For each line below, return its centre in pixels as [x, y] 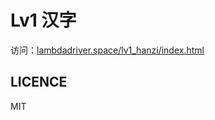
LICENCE [39, 82]
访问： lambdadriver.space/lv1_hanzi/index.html [107, 50]
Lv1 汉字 [43, 20]
